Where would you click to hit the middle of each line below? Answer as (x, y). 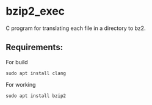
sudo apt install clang (36, 73)
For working (21, 84)
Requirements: (34, 47)
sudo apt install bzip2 (36, 96)
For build (17, 62)
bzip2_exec (35, 11)
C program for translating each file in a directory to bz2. (76, 28)
